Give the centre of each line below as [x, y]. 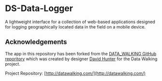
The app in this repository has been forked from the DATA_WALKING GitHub [81, 54]
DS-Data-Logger [39, 8]
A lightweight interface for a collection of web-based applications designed [80, 22]
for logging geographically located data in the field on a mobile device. [75, 27]
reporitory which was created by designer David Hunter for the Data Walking [81, 59]
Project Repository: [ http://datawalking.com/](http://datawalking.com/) [75, 73]
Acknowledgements [36, 42]
